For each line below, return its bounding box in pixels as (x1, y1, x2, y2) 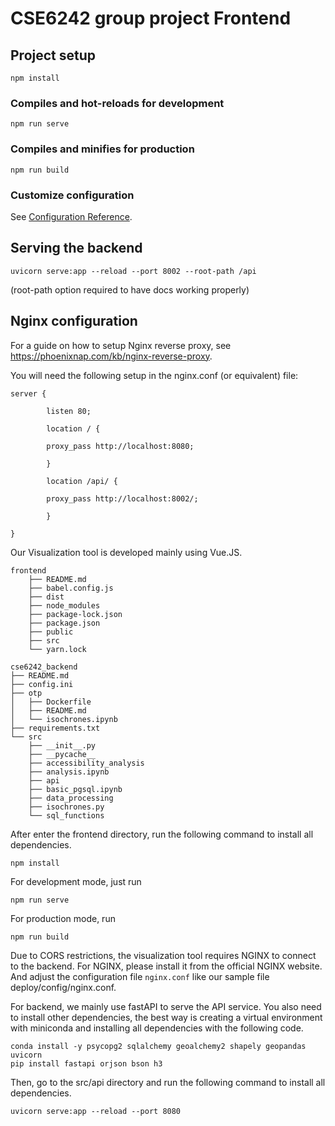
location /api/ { (46, 476, 118, 486)
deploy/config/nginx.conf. (10, 981, 117, 993)
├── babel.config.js (28, 583, 114, 593)
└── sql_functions (28, 810, 105, 821)
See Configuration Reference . (10, 210, 133, 222)
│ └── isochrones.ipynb (10, 714, 118, 724)
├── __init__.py (28, 740, 97, 751)
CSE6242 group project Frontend (10, 7, 292, 30)
